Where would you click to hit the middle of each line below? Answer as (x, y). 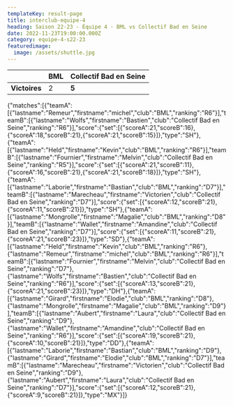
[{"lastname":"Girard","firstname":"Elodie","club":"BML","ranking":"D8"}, (111, 298)
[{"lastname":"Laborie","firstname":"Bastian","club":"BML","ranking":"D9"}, (114, 350)
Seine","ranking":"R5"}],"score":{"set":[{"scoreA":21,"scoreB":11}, (100, 164)
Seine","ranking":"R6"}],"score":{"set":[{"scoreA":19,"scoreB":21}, (101, 335)
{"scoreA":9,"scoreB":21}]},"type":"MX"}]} (67, 395)
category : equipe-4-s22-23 (46, 40)
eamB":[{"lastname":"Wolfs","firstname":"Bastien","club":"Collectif (103, 120)
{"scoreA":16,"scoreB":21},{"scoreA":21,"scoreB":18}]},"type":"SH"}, (104, 172)
